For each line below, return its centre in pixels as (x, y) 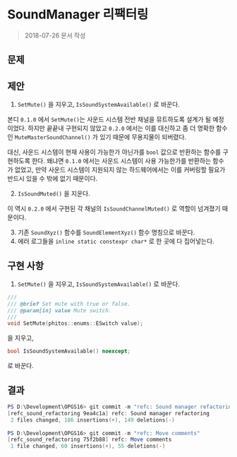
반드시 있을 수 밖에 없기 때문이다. (53, 179)
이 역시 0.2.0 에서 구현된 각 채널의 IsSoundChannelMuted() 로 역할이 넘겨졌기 (114, 208)
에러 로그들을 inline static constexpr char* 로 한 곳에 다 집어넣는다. (116, 242)
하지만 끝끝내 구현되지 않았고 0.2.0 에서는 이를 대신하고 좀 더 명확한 (121, 129)
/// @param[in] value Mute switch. (60, 310)
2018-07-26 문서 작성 (55, 35)
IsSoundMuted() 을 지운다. (54, 194)
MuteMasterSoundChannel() (53, 138)
